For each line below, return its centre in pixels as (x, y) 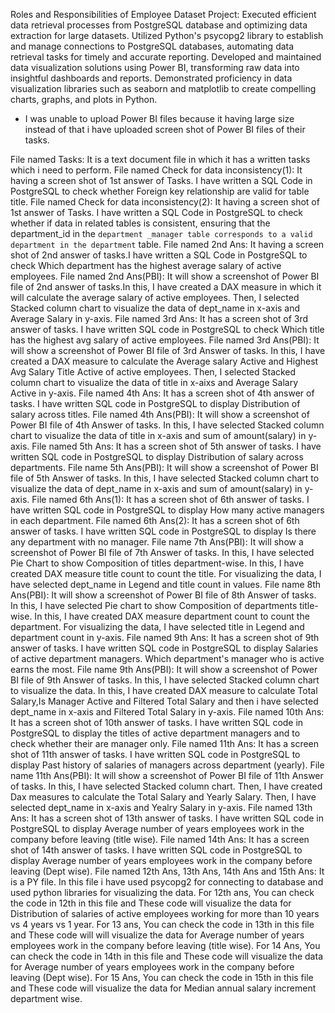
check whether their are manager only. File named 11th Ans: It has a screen (165, 743)
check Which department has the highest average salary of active (146, 265)
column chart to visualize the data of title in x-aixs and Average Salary (154, 382)
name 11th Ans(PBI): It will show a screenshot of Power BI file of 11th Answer (167, 775)
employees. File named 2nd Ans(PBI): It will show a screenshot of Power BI (165, 276)
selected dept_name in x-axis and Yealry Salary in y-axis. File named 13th (161, 807)
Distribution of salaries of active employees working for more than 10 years (165, 913)
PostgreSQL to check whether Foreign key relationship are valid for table (160, 191)
